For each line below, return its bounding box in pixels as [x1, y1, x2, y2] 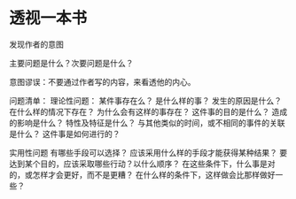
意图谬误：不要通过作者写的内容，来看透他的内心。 [9, 76, 196, 87]
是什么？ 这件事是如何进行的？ [9, 128, 121, 139]
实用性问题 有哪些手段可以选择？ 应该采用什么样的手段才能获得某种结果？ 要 [9, 147, 288, 157]
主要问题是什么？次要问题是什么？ [9, 57, 134, 68]
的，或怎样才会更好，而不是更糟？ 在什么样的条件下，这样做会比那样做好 [9, 169, 276, 180]
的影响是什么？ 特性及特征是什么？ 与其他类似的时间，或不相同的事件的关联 [9, 117, 285, 128]
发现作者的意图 [9, 39, 64, 50]
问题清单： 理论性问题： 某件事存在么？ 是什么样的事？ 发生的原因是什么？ [9, 95, 282, 106]
